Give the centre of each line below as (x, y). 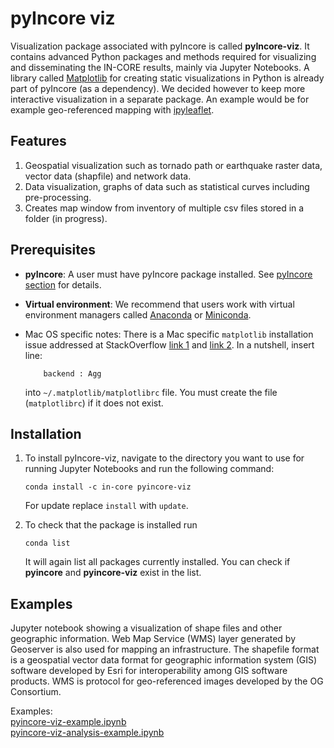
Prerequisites (53, 250)
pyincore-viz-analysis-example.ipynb (87, 733)
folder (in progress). (66, 218)
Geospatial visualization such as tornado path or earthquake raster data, (173, 165)
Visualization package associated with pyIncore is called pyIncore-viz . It (160, 46)
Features (38, 141)
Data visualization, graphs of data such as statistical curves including (167, 186)
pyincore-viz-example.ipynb (68, 722)
